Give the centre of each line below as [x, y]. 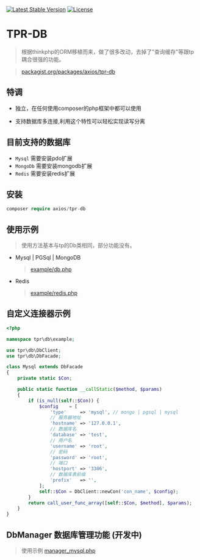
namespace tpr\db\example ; [41, 339]
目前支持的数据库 [38, 143]
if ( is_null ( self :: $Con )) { [64, 401]
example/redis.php [54, 293]
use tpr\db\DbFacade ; [34, 356]
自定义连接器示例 [38, 314]
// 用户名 [61, 440]
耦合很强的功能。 [43, 59]
